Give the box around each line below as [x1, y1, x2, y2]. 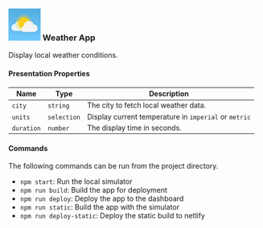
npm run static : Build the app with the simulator [19, 202, 179, 212]
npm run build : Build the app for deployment [19, 185, 167, 195]
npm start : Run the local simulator [19, 177, 133, 186]
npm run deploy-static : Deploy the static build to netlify [19, 211, 205, 221]
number [47, 124, 70, 132]
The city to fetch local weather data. [87, 100, 207, 110]
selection [47, 113, 80, 121]
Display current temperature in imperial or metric [87, 112, 251, 121]
